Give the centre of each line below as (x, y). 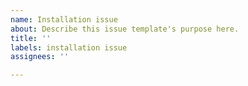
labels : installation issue (69, 47)
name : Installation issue (64, 19)
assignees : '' (40, 57)
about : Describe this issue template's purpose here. (125, 29)
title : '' (31, 38)
